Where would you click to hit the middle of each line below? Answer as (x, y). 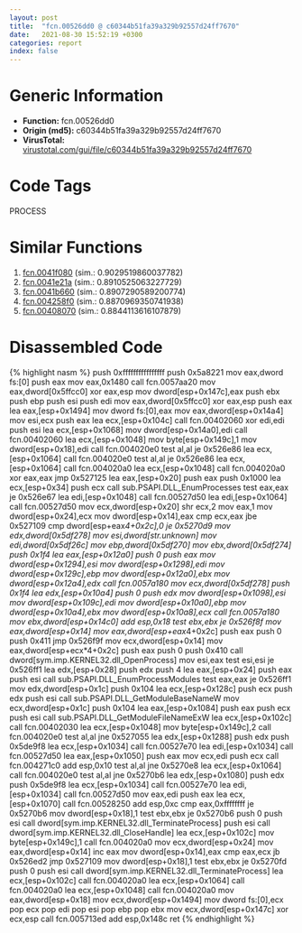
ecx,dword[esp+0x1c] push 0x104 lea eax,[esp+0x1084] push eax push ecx (150, 707)
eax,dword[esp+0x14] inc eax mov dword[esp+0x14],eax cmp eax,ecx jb (145, 851)
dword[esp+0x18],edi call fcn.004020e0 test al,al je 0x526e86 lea (132, 448)
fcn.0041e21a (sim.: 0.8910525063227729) (102, 282)
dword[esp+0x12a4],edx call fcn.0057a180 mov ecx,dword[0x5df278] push (150, 583)
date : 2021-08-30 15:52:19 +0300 (76, 34)
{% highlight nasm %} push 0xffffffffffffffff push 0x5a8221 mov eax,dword (146, 372)
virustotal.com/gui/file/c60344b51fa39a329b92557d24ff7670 (137, 150)
